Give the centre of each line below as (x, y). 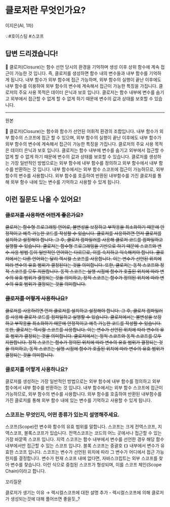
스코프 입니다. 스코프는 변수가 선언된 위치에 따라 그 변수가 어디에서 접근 (85, 452)
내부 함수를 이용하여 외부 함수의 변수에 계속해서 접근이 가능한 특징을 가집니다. (81, 86)
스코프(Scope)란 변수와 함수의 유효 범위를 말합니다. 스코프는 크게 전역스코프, (81, 427)
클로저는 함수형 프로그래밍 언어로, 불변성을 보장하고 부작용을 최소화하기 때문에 (82, 227)
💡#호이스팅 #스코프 (25, 36)
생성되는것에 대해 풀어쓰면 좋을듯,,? (45, 499)
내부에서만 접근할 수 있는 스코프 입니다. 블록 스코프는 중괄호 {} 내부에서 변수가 (82, 446)
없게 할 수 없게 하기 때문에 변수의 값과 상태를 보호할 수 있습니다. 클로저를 (77, 156)
